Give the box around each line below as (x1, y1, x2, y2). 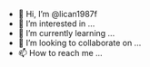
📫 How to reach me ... (17, 48, 103, 58)
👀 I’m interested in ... (17, 18, 95, 29)
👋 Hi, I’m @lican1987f (17, 9, 98, 19)
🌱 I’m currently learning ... (17, 28, 115, 38)
